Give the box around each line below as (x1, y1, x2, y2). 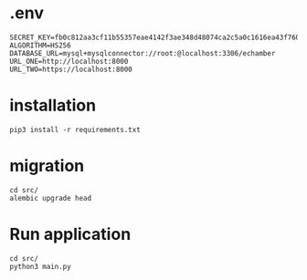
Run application (9, 224, 132, 244)
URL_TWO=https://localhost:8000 (9, 65, 132, 74)
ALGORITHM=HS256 (9, 40, 71, 50)
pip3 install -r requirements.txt (9, 125, 142, 134)
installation (9, 95, 97, 116)
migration (9, 156, 85, 176)
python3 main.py (9, 262, 71, 271)
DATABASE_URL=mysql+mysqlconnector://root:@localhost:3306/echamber (9, 48, 276, 57)
